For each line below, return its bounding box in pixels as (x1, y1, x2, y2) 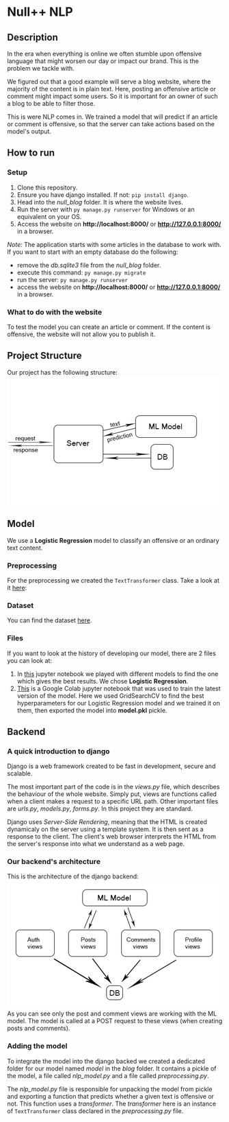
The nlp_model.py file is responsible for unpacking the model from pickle (7, 1085, 213, 1093)
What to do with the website (7, 307, 103, 316)
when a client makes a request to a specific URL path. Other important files (7, 797, 219, 806)
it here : (7, 583, 27, 592)
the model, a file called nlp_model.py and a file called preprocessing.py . (7, 1071, 209, 1079)
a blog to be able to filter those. (7, 100, 96, 107)
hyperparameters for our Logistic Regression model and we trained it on (16, 699, 220, 707)
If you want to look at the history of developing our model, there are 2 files (7, 649, 217, 657)
